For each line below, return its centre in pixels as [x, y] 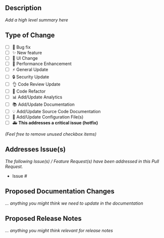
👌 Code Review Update [36, 84]
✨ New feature [27, 52]
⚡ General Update [30, 69]
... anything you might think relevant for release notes [59, 230]
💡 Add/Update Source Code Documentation [57, 111]
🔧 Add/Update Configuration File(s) [48, 117]
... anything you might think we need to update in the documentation [74, 203]
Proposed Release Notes [43, 219]
